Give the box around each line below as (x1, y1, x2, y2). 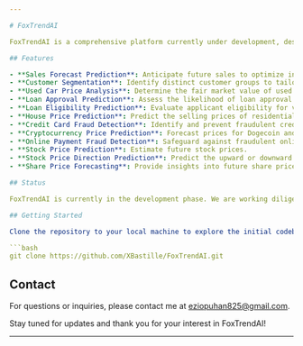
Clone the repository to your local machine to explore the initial (9, 227, 272, 236)
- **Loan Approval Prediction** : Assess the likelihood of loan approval (9, 96, 293, 105)
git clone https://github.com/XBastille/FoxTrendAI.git (9, 251, 224, 261)
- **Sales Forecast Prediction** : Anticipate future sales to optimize (9, 69, 284, 79)
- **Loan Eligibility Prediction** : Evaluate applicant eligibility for (9, 104, 289, 113)
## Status (9, 178, 47, 187)
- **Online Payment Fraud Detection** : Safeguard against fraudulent (9, 137, 277, 146)
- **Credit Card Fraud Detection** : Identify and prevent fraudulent (9, 120, 277, 129)
